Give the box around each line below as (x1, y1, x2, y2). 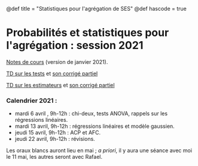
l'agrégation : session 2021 (6, 39, 144, 53)
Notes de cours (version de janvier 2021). (6, 58, 108, 65)
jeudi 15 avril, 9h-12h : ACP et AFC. (14, 129, 101, 136)
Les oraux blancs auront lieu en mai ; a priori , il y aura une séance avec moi (6, 147, 193, 154)
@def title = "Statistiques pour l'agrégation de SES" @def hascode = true (6, 5, 187, 12)
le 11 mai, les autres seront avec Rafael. (6, 153, 103, 161)
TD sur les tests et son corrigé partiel (6, 70, 98, 77)
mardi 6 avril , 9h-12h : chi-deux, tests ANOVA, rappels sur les (14, 110, 168, 117)
